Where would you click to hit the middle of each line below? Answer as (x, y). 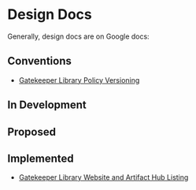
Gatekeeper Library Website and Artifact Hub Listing (104, 177)
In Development (47, 105)
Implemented (41, 158)
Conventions (40, 61)
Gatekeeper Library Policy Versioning (79, 80)
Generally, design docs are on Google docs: (79, 36)
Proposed (32, 132)
